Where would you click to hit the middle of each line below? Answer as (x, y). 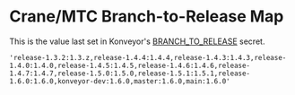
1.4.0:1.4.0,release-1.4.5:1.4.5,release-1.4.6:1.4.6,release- (130, 65)
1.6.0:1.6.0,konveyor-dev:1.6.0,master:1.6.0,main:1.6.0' (120, 81)
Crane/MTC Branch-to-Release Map (147, 17)
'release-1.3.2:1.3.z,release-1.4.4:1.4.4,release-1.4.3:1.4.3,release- (148, 57)
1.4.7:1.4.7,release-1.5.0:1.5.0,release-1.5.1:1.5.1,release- (130, 73)
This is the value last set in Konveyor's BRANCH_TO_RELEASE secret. (137, 41)
